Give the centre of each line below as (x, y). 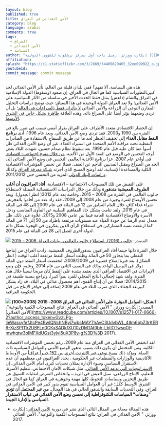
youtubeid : (17, 69)
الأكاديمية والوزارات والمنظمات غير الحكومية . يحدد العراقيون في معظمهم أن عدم (79, 358)
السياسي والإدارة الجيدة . (27, 399)
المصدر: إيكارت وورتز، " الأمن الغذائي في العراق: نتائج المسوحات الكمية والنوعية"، (79, 307)
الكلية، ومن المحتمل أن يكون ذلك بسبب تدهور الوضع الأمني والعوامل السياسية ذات (80, 347)
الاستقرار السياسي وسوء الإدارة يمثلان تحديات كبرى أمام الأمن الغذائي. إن (72, 363)
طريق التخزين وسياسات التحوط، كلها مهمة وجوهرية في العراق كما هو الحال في (77, 379)
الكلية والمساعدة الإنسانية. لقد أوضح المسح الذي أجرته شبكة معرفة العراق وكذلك (78, 169)
